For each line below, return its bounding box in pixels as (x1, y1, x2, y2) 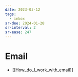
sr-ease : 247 (5, 30, 32, 35)
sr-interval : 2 (5, 25, 36, 30)
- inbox (9, 16, 25, 21)
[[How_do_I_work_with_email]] (12, 67, 73, 73)
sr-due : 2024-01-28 (5, 20, 45, 26)
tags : (5, 12, 16, 17)
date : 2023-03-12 (5, 7, 40, 12)
